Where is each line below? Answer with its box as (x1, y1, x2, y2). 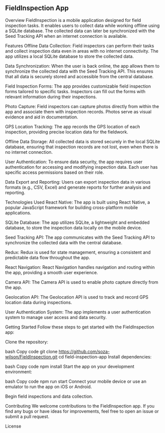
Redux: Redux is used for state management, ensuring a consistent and (5, 249, 151, 255)
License (5, 423, 21, 429)
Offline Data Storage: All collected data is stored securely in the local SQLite (5, 138, 160, 144)
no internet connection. (5, 149, 53, 155)
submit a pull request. (5, 413, 50, 420)
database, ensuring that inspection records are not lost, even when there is (5, 144, 159, 150)
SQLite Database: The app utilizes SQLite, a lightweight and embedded (5, 219, 150, 225)
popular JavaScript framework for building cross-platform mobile (5, 204, 138, 211)
